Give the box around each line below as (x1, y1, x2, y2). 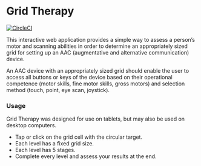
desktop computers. (6, 122, 56, 129)
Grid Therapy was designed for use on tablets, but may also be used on (6, 115, 185, 122)
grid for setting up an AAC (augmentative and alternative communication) (6, 48, 189, 56)
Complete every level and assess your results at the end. (15, 153, 157, 160)
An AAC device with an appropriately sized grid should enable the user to (6, 67, 189, 74)
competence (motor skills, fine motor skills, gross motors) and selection (6, 80, 185, 87)
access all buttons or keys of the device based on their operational (6, 73, 173, 81)
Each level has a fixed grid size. (15, 140, 94, 147)
